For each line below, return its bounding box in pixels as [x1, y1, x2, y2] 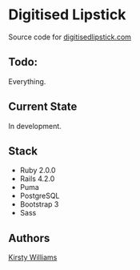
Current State [8, 100, 78, 114]
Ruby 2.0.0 [19, 166, 56, 175]
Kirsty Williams [8, 252, 58, 262]
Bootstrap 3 [19, 199, 59, 209]
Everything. [8, 76, 46, 86]
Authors [8, 231, 50, 245]
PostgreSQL [19, 191, 60, 201]
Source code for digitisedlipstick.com [8, 32, 132, 42]
